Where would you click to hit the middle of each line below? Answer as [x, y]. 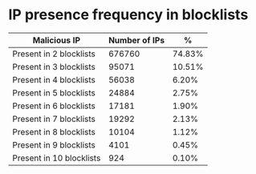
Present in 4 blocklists [54, 79]
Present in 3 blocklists [54, 67]
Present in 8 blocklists [54, 132]
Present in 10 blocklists [57, 158]
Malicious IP [57, 40]
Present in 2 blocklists [54, 54]
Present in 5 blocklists [54, 92]
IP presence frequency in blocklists [128, 15]
